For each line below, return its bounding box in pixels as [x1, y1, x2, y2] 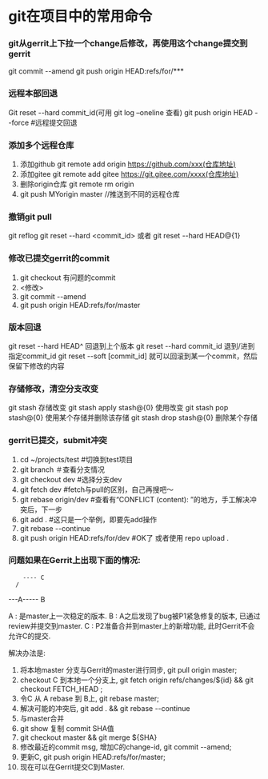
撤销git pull [8, 211, 52, 222]
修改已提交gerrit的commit [8, 253, 110, 264]
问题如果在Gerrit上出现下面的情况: [8, 555, 142, 566]
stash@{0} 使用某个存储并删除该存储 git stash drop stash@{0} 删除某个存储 [8, 413, 258, 422]
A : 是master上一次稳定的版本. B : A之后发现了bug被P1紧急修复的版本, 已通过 [8, 611, 261, 621]
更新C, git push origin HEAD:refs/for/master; [19, 752, 166, 761]
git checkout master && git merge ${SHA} [19, 733, 158, 742]
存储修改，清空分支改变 [8, 383, 98, 394]
